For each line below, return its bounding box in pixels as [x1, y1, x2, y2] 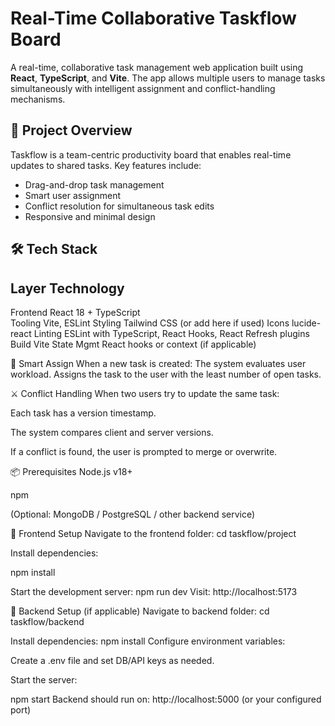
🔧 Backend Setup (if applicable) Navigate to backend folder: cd [10, 605, 270, 617]
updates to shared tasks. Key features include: [10, 159, 202, 171]
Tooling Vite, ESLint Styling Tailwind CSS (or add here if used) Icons [10, 317, 290, 329]
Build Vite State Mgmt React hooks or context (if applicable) [10, 338, 257, 350]
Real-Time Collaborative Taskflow [10, 7, 297, 30]
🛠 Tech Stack [10, 241, 98, 258]
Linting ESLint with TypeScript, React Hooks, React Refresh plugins [33, 327, 310, 339]
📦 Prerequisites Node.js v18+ [10, 465, 133, 477]
